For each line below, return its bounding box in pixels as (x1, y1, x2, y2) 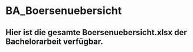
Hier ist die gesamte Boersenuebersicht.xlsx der (5, 27, 187, 37)
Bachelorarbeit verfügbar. (5, 36, 104, 46)
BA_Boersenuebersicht (5, 4, 122, 18)
